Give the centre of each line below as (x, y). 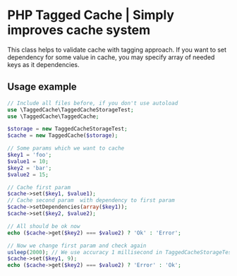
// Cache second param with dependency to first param (91, 200)
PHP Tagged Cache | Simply (91, 15)
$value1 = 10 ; (28, 161)
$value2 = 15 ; (28, 174)
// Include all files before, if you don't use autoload (93, 103)
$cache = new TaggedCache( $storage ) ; (63, 136)
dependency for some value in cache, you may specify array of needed (111, 57)
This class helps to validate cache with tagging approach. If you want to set (117, 49)
